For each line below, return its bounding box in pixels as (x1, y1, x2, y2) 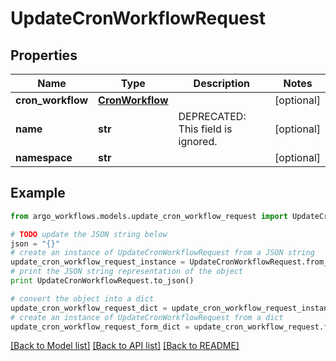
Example (10, 185, 66, 202)
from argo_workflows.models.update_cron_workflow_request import (10, 211, 288, 221)
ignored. (178, 135, 218, 148)
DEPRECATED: (178, 110, 247, 123)
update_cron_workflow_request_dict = (10, 303, 168, 313)
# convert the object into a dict (10, 293, 155, 304)
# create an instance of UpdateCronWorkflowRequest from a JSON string (10, 248, 315, 258)
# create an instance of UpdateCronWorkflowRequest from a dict (10, 312, 284, 322)
